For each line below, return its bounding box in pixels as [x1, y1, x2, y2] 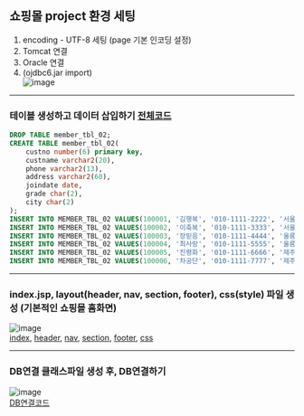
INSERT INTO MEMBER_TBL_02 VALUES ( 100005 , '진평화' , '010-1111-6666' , [9, 248, 276, 258]
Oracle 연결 [22, 57, 65, 68]
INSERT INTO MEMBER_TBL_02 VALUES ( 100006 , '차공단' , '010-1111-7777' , [9, 257, 276, 266]
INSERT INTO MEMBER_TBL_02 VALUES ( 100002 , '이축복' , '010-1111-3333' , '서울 [9, 222, 296, 232]
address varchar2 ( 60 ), [25, 173, 111, 182]
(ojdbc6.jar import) [22, 67, 93, 78]
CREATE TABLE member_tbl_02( [9, 138, 119, 147]
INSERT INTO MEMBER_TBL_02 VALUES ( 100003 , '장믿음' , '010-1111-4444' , [9, 232, 276, 241]
